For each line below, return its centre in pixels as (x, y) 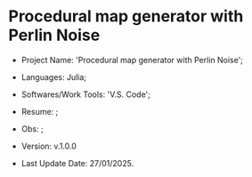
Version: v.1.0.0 (49, 146)
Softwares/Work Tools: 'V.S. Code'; (85, 94)
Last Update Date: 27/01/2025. (77, 163)
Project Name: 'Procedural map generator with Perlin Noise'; (132, 60)
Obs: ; (32, 129)
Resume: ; (40, 111)
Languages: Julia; (53, 76)
